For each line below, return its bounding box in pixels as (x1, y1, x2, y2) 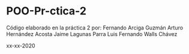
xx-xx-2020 (6, 42, 35, 49)
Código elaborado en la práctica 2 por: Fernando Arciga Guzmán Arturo (6, 24, 184, 31)
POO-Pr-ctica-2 (6, 4, 87, 18)
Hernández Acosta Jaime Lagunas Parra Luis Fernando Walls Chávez (6, 30, 178, 37)
